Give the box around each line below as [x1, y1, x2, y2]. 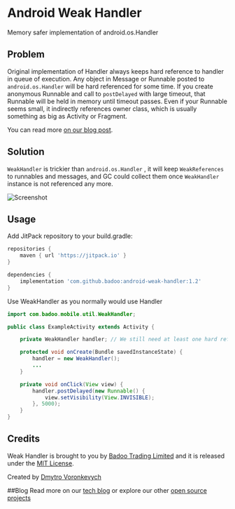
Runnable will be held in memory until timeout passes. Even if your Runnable [7, 97, 227, 105]
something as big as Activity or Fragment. [7, 112, 128, 120]
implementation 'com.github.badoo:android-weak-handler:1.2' [20, 277, 201, 285]
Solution [7, 146, 45, 158]
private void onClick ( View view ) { [20, 381, 124, 388]
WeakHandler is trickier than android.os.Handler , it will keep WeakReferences [7, 164, 224, 173]
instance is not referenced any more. [7, 179, 113, 187]
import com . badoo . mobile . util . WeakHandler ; [7, 310, 136, 317]
